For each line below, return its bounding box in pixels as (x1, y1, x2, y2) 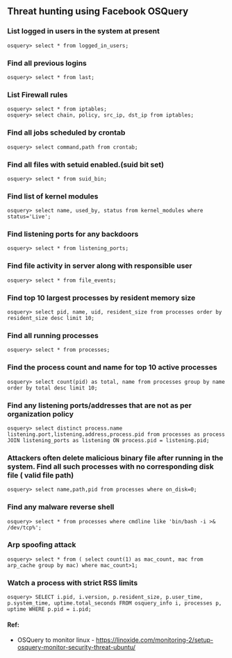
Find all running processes (7, 330, 99, 340)
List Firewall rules (7, 90, 68, 99)
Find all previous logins (7, 58, 87, 68)
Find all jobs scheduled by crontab (7, 128, 126, 137)
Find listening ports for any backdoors (7, 229, 139, 239)
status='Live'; (7, 213, 51, 221)
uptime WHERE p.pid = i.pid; (7, 606, 92, 613)
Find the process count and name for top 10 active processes (7, 362, 217, 372)
